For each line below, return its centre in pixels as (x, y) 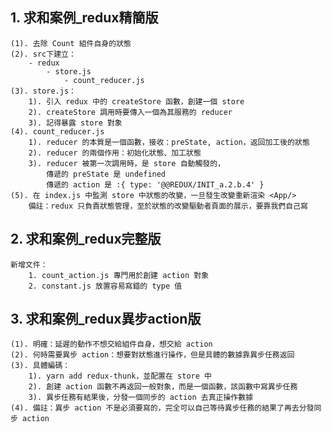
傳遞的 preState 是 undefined (106, 174)
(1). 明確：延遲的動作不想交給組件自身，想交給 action (111, 344)
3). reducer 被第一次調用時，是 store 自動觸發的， (127, 163)
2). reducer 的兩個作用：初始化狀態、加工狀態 (115, 153)
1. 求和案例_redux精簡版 (84, 18)
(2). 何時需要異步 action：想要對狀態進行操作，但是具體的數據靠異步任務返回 (152, 355)
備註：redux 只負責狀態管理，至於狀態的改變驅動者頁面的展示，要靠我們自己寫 (168, 206)
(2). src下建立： (43, 54)
